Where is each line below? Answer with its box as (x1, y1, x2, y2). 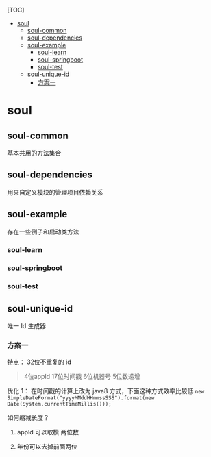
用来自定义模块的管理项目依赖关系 (7, 188, 103, 196)
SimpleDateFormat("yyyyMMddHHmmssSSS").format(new (7, 394, 155, 402)
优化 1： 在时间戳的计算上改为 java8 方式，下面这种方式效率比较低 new (7, 386, 205, 395)
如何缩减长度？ (7, 413, 49, 421)
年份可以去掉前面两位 (16, 442, 77, 451)
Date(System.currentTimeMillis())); (7, 400, 112, 407)
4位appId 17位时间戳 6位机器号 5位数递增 (23, 372, 140, 380)
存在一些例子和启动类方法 (7, 227, 79, 236)
